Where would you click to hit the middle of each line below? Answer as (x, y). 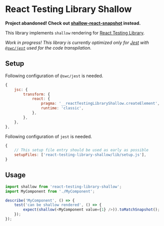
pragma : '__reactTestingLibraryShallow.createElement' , (100, 104)
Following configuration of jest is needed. (49, 136)
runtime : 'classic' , (62, 108)
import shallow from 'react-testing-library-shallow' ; (63, 186)
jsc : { (21, 89)
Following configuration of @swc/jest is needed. (54, 76)
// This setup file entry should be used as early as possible (81, 150)
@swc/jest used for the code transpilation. (48, 48)
